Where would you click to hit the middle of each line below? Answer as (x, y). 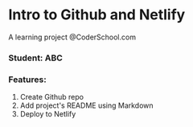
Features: (27, 80)
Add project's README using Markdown (87, 105)
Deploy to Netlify (48, 114)
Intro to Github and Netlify (97, 15)
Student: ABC (35, 58)
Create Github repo (52, 97)
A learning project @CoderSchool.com (72, 37)
